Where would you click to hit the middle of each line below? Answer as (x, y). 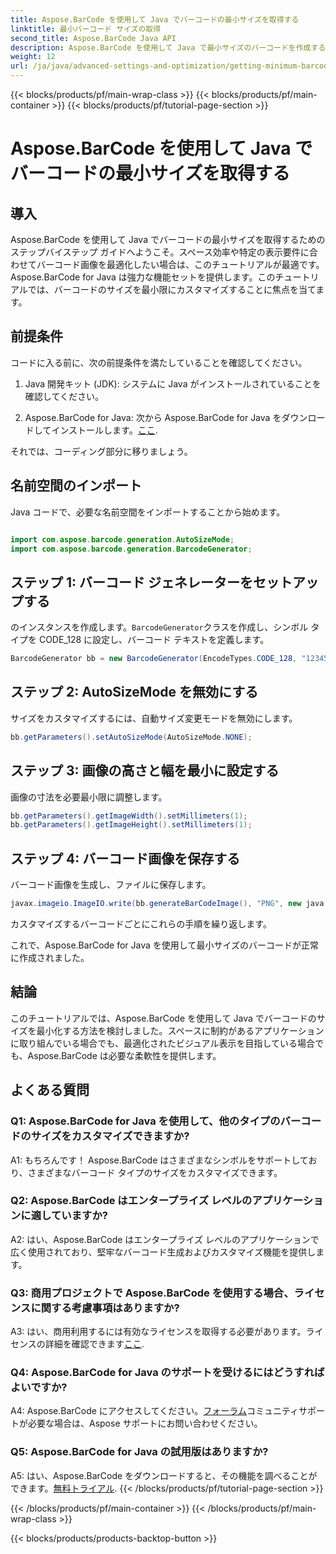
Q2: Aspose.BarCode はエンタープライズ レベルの (131, 1201)
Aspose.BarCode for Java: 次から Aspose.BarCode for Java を (153, 417)
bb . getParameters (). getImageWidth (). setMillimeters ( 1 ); (129, 816)
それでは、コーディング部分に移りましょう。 (101, 451)
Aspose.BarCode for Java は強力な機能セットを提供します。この (143, 277)
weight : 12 (33, 57)
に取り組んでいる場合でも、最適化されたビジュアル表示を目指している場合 (163, 1043)
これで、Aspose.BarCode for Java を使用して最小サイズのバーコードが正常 (164, 945)
